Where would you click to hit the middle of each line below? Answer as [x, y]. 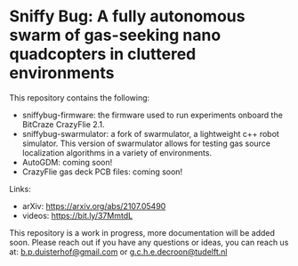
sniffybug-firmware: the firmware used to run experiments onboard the [152, 115]
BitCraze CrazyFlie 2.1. [63, 124]
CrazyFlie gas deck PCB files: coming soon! [102, 172]
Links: [20, 189]
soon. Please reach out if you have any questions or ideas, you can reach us [149, 242]
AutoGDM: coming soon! [67, 162]
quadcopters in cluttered [103, 54]
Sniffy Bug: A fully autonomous [127, 16]
